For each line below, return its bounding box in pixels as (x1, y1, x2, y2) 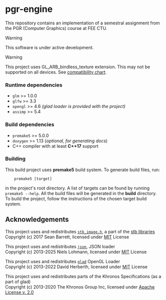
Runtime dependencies (5, 81, 63, 88)
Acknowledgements (5, 215, 69, 224)
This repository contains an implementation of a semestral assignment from (5, 20, 160, 26)
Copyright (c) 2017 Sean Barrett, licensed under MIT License (5, 234, 129, 240)
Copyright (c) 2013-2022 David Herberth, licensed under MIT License (5, 264, 148, 270)
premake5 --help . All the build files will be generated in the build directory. (5, 190, 157, 196)
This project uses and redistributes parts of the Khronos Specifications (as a (5, 273, 162, 279)
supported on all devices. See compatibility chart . (5, 69, 107, 75)
